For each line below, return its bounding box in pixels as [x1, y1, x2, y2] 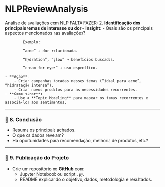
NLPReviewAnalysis [5, 3, 88, 15]
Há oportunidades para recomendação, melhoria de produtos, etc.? [12, 138, 148, 144]
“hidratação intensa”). [5, 83, 54, 88]
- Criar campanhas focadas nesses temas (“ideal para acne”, [14, 78, 141, 83]
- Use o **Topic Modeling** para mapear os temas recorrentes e [14, 95, 148, 100]
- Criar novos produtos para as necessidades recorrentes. [14, 87, 137, 92]
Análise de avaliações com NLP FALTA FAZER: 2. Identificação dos [5, 20, 141, 26]
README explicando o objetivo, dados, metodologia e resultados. [19, 176, 152, 182]
